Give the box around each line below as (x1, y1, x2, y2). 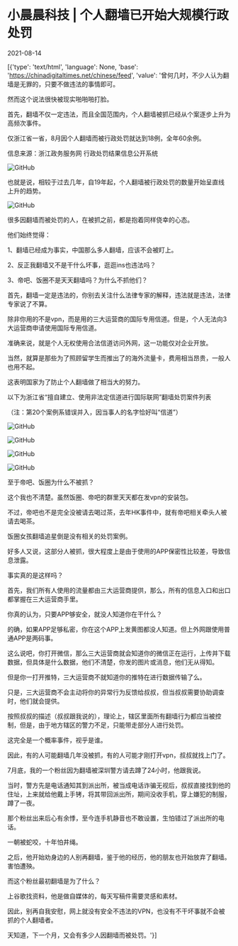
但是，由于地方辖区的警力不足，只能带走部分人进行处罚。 (19, 720, 188, 729)
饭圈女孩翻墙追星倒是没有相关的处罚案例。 (7, 532, 132, 540)
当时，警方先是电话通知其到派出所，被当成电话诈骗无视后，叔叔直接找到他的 (7, 781, 231, 789)
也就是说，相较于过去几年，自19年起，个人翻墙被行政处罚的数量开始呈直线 (7, 177, 225, 186)
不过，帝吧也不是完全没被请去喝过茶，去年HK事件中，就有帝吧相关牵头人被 (7, 508, 227, 516)
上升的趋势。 (7, 187, 45, 195)
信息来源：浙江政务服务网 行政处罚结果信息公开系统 (7, 149, 158, 157)
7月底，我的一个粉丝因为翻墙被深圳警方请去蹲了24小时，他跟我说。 (7, 766, 205, 774)
